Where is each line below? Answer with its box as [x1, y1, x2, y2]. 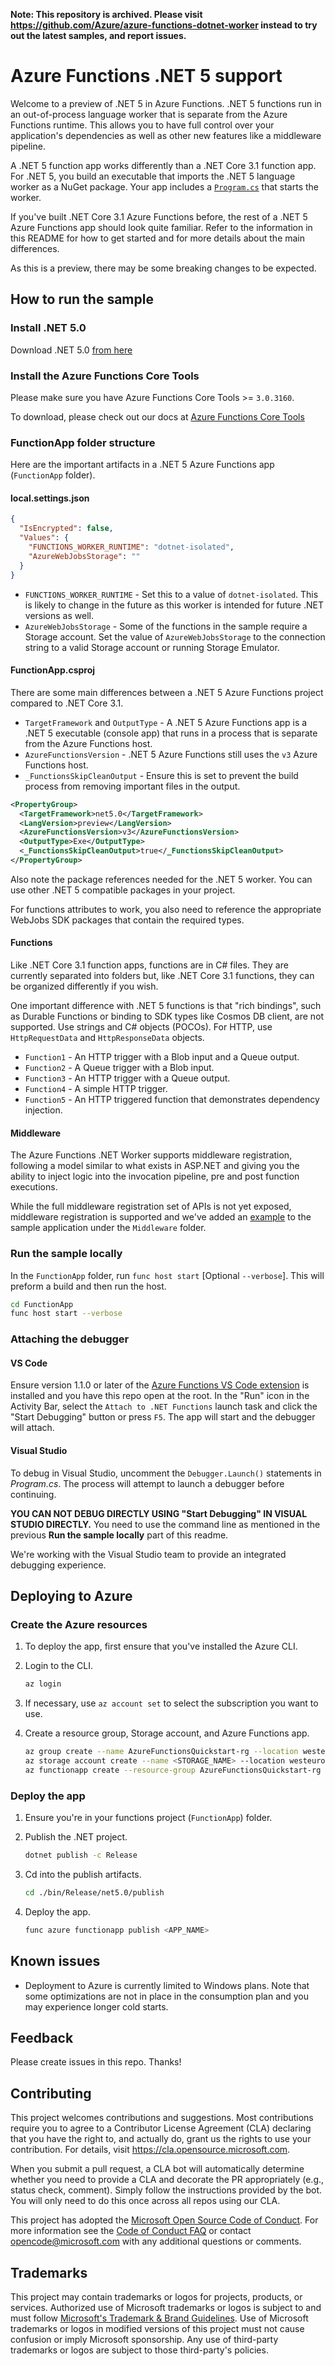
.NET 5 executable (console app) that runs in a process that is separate [24, 727, 318, 739]
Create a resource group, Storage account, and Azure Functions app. [24, 1727, 310, 1739]
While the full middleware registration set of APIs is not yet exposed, [10, 1200, 292, 1213]
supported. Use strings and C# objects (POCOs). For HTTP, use [10, 1021, 273, 1033]
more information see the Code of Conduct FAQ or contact [10, 2225, 252, 2237]
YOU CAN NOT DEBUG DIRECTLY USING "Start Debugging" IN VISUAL [10, 1507, 308, 1519]
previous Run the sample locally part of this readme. [10, 1529, 229, 1541]
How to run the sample [10, 291, 154, 308]
